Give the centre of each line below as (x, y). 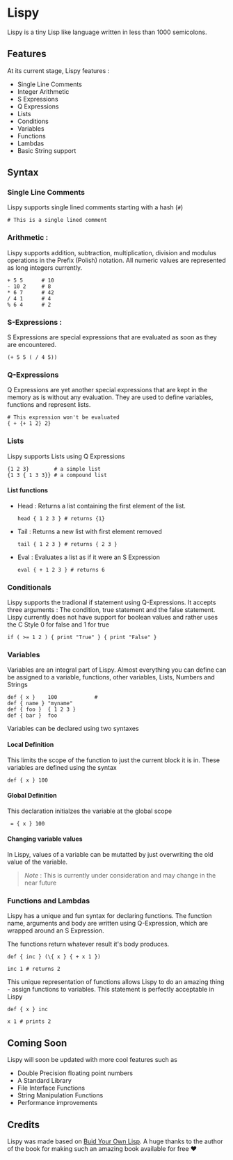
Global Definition (32, 796)
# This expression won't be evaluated (63, 418)
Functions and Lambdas (49, 901)
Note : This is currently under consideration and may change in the (120, 876)
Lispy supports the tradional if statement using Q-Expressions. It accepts (112, 602)
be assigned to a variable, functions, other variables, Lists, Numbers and (111, 677)
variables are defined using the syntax (62, 767)
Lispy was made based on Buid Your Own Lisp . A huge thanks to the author (115, 1141)
